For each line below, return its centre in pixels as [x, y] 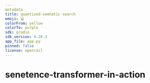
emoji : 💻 [15, 19]
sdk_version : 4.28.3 [26, 37]
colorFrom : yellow [24, 23]
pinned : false [20, 46]
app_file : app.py [23, 41]
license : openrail [24, 50]
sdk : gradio [17, 32]
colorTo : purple [22, 28]
